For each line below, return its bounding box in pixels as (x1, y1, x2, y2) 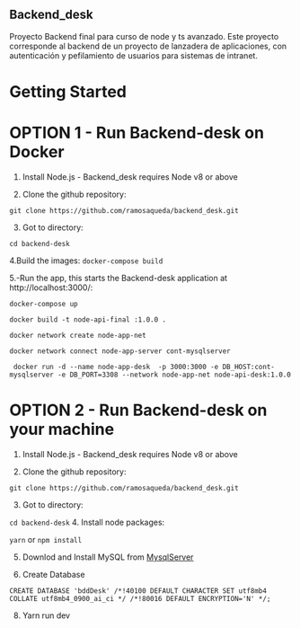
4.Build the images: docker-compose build (9, 255, 163, 266)
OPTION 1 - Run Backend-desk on (9, 123, 265, 143)
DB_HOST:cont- (222, 362, 276, 371)
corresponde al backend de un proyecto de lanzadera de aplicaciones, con (9, 40, 287, 51)
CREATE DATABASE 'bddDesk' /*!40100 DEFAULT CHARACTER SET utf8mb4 (9, 586, 268, 596)
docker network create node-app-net (9, 331, 146, 340)
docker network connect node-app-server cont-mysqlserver (9, 346, 231, 356)
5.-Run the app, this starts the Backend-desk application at (9, 272, 227, 283)
